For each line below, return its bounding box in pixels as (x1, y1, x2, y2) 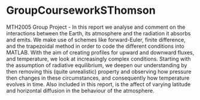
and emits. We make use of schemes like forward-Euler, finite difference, (6, 36, 186, 43)
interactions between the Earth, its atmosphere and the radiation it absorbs (6, 29, 191, 37)
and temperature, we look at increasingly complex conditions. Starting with (6, 55, 191, 62)
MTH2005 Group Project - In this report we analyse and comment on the (6, 23, 186, 31)
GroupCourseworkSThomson (6, 4, 156, 17)
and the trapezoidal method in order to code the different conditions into (6, 43, 184, 50)
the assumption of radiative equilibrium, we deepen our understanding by (6, 61, 187, 69)
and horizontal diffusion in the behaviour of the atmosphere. (6, 87, 154, 94)
